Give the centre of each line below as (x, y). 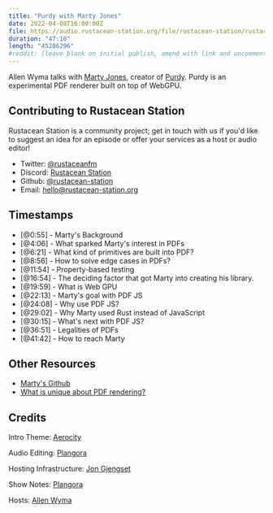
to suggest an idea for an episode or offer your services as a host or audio (133, 139)
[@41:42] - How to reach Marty (72, 338)
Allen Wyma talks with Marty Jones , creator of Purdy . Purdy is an (117, 77)
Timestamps (41, 215)
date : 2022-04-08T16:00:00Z (56, 24)
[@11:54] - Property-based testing (77, 269)
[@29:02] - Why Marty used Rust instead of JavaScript (113, 312)
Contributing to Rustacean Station (97, 111)
